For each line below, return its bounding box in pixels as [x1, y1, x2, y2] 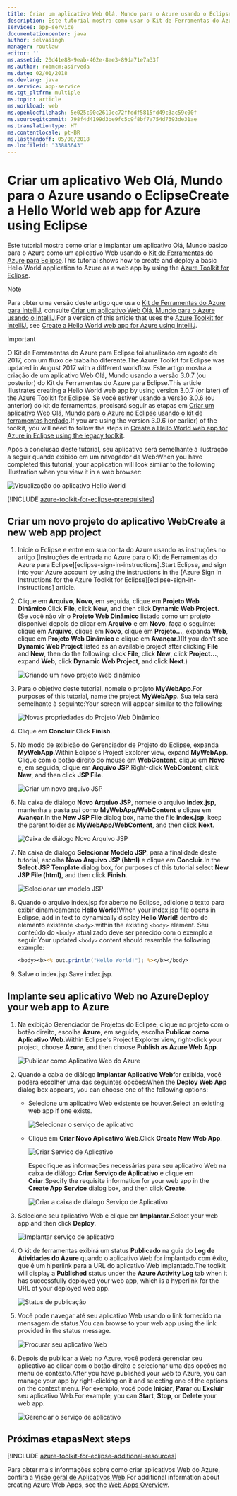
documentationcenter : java [7, 30, 87, 38]
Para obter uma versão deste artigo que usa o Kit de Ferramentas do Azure [7, 299, 226, 307]
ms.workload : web [7, 103, 59, 110]
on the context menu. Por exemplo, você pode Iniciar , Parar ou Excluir [17, 1383, 224, 1392]
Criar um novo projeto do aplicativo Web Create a [7, 515, 226, 527]
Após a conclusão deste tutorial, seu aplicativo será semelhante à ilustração [7, 445, 229, 454]
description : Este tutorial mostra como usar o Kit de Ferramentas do [7, 17, 219, 24]
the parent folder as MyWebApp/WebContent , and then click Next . [17, 821, 215, 829]
